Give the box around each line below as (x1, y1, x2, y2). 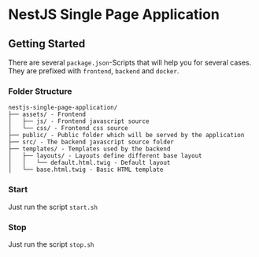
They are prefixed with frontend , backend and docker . (8, 66, 179, 76)
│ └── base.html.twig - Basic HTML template (8, 166, 164, 174)
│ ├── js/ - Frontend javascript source (8, 117, 150, 125)
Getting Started (8, 37, 86, 50)
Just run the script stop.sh (8, 239, 94, 249)
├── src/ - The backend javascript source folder (8, 138, 175, 147)
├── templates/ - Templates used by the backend (8, 145, 171, 153)
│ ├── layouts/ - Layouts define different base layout (8, 152, 202, 160)
